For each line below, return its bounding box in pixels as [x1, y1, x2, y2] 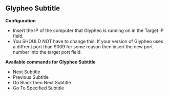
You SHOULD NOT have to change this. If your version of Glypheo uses [12, 38, 163, 44]
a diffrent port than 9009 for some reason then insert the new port [12, 43, 153, 50]
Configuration [5, 17, 36, 23]
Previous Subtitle [12, 74, 49, 80]
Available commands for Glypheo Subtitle [5, 58, 96, 65]
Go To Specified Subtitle [12, 85, 65, 91]
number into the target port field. [12, 49, 82, 55]
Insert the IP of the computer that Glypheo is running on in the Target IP [12, 27, 164, 34]
